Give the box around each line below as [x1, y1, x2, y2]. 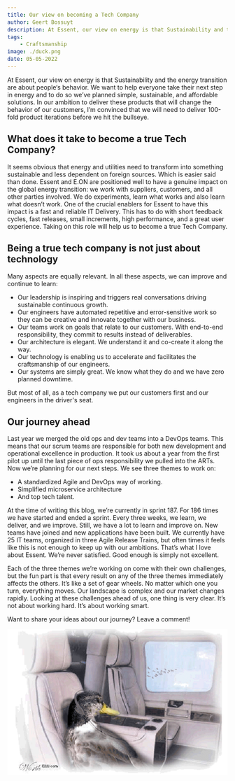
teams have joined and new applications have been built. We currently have [7, 528, 225, 537]
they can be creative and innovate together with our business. [17, 315, 197, 323]
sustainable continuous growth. [17, 300, 108, 309]
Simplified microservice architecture [17, 485, 122, 493]
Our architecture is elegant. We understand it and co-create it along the [17, 337, 224, 346]
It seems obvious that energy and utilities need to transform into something [7, 162, 224, 171]
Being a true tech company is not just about [7, 242, 201, 255]
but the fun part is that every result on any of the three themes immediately [7, 572, 224, 580]
